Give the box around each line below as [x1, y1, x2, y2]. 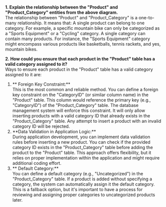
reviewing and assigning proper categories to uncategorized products [12, 192, 155, 198]
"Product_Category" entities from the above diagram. [5, 9, 118, 15]
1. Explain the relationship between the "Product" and [5, 4, 118, 10]
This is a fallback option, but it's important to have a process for [12, 187, 143, 192]
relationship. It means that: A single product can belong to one [17, 20, 145, 26]
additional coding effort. [12, 160, 62, 166]
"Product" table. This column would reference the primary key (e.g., [12, 97, 151, 103]
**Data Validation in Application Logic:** [12, 129, 96, 134]
